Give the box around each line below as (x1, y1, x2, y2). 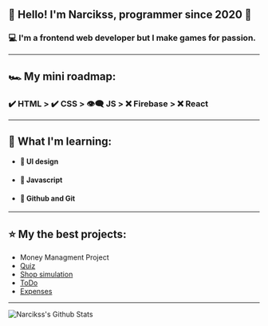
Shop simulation (19, 269, 73, 279)
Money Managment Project (19, 252, 109, 262)
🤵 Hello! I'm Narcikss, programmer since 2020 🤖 (8, 8, 252, 22)
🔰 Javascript (19, 175, 63, 185)
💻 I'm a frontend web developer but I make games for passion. (8, 33, 257, 44)
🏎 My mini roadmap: (8, 70, 116, 84)
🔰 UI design (19, 157, 59, 166)
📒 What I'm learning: (8, 134, 112, 148)
